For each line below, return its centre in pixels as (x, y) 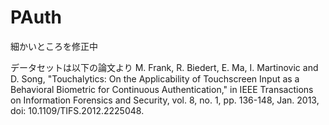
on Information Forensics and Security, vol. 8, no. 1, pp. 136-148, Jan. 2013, (165, 100)
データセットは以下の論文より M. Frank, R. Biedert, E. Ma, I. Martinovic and (164, 67)
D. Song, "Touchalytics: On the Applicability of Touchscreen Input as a (155, 78)
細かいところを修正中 (54, 46)
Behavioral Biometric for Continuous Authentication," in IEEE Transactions (162, 89)
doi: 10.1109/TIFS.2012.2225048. (77, 110)
